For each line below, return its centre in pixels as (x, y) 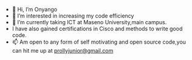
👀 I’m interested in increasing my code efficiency (73, 16)
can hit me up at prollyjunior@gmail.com (63, 51)
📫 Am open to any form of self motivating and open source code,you (99, 42)
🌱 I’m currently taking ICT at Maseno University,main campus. (89, 22)
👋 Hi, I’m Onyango (35, 9)
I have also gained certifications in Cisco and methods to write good (97, 28)
